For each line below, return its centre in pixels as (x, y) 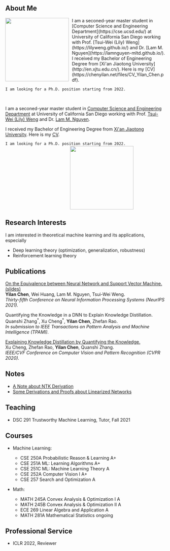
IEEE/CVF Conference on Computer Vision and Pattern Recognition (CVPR (83, 353)
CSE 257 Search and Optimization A (58, 479)
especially (16, 240)
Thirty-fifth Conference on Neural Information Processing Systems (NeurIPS (85, 300)
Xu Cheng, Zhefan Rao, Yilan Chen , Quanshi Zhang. (60, 348)
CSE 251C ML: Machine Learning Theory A (65, 468)
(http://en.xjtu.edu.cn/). (96, 69)
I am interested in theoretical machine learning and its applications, (75, 235)
